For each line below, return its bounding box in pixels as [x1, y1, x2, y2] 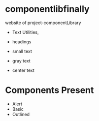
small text [12, 48, 32, 54]
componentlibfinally [5, 3, 90, 15]
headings [12, 38, 32, 45]
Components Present [5, 85, 94, 96]
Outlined [12, 111, 30, 117]
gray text [12, 58, 31, 63]
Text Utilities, [12, 29, 39, 35]
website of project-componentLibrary [5, 20, 81, 26]
